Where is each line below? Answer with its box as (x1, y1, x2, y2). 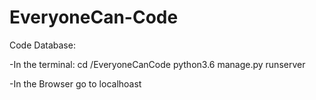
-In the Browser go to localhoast (9, 77, 142, 90)
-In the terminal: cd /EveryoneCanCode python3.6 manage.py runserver (9, 58, 306, 70)
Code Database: (9, 39, 76, 51)
